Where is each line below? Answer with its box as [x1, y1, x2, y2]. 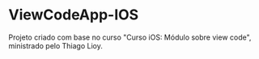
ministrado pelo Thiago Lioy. [8, 40, 103, 50]
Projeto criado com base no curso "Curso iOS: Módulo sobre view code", [8, 32, 252, 42]
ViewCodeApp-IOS [8, 6, 139, 24]
